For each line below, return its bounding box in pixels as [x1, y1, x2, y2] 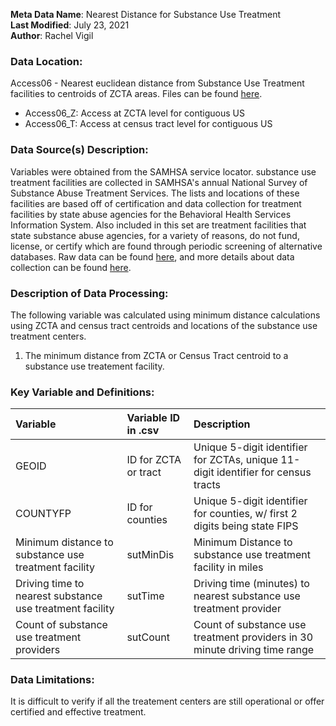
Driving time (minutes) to [193, 577, 310, 591]
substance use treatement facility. [24, 360, 165, 372]
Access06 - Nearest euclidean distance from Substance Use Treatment [10, 77, 305, 89]
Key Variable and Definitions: [10, 385, 155, 399]
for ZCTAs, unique [193, 453, 279, 467]
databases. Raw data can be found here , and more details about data [10, 250, 295, 263]
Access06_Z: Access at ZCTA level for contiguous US [24, 107, 245, 119]
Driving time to [15, 577, 85, 591]
